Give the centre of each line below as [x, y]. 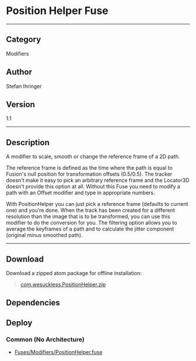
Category [24, 39]
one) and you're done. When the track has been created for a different [90, 210]
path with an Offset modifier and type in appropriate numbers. [81, 193]
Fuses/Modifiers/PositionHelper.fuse [59, 352]
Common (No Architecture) [45, 339]
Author [19, 72]
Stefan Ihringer [24, 86]
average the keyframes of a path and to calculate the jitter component [90, 229]
